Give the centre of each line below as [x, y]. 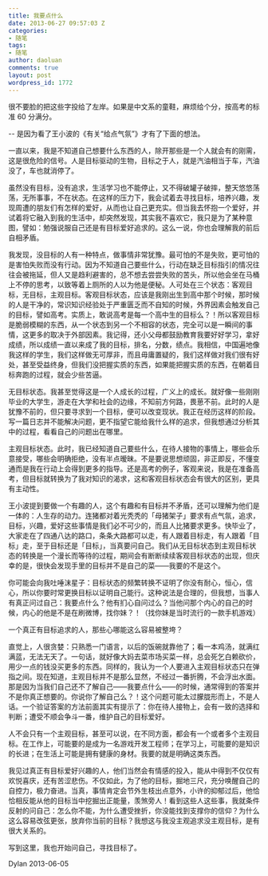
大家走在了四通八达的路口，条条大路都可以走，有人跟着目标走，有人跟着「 [130, 535]
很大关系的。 [29, 830]
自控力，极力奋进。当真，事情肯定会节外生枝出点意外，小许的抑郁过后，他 [130, 790]
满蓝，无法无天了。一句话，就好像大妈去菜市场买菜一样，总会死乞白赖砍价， [134, 656]
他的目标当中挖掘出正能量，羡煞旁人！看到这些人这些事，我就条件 [151, 800]
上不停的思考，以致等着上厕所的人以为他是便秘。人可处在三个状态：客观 [127, 284]
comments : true [33, 68]
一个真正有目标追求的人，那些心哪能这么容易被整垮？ [96, 630]
